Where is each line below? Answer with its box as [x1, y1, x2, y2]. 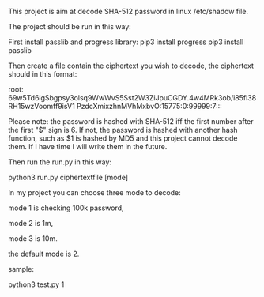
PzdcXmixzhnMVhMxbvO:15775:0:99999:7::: [76, 102, 223, 111]
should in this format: [8, 70, 77, 78]
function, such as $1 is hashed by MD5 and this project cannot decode [8, 133, 238, 143]
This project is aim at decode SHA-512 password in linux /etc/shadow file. [8, 7, 249, 16]
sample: [8, 265, 34, 273]
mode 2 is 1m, [8, 219, 54, 227]
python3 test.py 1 [8, 280, 65, 289]
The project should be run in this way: [8, 22, 132, 31]
